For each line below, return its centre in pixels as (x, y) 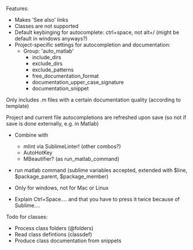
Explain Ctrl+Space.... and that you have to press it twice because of (97, 199)
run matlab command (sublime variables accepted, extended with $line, (101, 170)
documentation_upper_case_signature (78, 82)
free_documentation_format (66, 76)
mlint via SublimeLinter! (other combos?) (72, 146)
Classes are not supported (46, 26)
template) (18, 106)
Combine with (31, 135)
